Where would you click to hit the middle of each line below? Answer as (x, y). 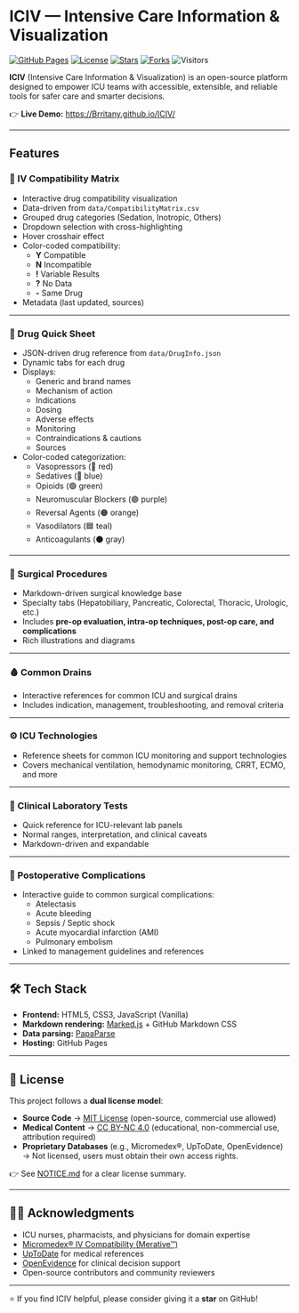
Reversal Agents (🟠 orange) (87, 512)
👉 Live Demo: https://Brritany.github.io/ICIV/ (93, 114)
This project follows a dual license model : (86, 1101)
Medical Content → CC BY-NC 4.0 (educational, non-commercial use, (151, 1128)
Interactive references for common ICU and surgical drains (129, 695)
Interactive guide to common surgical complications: (118, 895)
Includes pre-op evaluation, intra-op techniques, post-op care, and (148, 622)
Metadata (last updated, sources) (83, 302)
